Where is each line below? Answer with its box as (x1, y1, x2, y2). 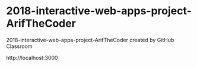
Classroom (6, 43, 33, 50)
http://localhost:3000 (6, 54, 58, 61)
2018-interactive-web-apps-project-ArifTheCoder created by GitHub (6, 36, 174, 43)
